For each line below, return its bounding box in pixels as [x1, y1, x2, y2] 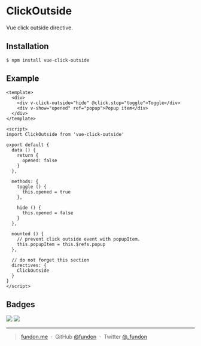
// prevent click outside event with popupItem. [17, 236, 141, 242]
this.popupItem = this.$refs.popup [17, 241, 106, 247]
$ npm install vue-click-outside [6, 57, 90, 63]
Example [6, 74, 39, 84]
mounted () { [11, 230, 44, 237]
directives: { [11, 262, 47, 268]
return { [17, 152, 39, 158]
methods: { [11, 178, 39, 184]
